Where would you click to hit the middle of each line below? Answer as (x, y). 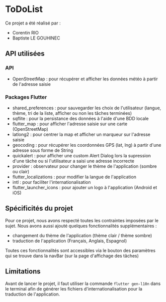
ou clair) (21, 171)
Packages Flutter (26, 97)
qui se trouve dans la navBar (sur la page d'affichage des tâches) (72, 256)
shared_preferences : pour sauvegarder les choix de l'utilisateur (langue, (87, 108)
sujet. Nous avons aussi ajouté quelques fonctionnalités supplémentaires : (81, 226)
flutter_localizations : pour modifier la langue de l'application (74, 177)
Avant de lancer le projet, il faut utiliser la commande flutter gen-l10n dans (83, 284)
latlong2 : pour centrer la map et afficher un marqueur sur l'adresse (81, 134)
